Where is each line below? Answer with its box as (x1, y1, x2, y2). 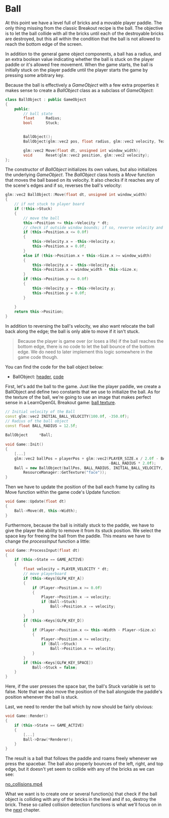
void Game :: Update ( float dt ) (5, 499, 66, 504)
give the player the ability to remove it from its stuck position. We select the (5, 527, 161, 534)
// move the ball (23, 215, 59, 220)
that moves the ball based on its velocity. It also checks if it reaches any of (5, 177, 159, 183)
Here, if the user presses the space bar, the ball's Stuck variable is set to (5, 683, 156, 690)
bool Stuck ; (23, 120, 59, 126)
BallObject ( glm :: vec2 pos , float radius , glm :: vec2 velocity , (23, 139, 156, 144)
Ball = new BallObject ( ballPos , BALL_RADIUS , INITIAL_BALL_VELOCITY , (14, 465, 163, 471)
